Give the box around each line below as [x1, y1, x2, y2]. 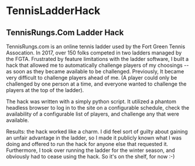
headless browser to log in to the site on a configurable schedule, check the [6, 104, 189, 111]
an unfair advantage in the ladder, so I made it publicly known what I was [6, 134, 182, 141]
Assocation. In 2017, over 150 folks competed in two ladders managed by [6, 49, 182, 56]
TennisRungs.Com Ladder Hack [6, 28, 124, 38]
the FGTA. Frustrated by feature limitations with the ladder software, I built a [6, 56, 189, 62]
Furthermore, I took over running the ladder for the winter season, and [6, 147, 176, 154]
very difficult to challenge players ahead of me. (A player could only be [6, 74, 177, 81]
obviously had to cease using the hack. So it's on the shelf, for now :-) [6, 153, 175, 160]
